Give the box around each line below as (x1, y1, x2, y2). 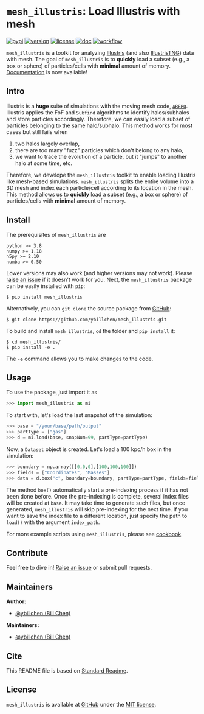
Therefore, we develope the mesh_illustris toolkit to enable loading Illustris (6, 171, 196, 178)
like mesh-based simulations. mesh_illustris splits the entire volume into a (6, 178, 194, 185)
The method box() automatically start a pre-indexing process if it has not (6, 486, 188, 494)
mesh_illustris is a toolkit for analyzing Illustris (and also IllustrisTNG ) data (6, 49, 194, 56)
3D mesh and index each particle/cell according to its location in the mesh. (6, 184, 193, 191)
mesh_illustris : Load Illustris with (6, 4, 180, 18)
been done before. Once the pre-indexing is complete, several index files (6, 492, 189, 500)
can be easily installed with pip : (6, 282, 86, 290)
